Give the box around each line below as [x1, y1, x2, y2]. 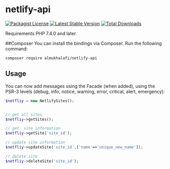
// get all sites [5, 112, 42, 117]
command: [5, 45, 28, 52]
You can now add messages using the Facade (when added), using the [5, 83, 155, 89]
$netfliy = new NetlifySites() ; [5, 98, 74, 103]
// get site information [5, 126, 60, 131]
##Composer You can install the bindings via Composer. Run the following [5, 40, 162, 46]
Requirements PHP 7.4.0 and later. [5, 30, 77, 36]
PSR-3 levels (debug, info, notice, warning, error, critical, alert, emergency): [5, 88, 165, 94]
